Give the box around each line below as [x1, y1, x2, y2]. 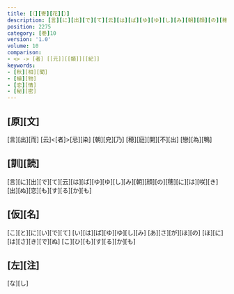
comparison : [7, 49, 42, 56]
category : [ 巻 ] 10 [7, 29, 57, 37]
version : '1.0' [7, 36, 52, 43]
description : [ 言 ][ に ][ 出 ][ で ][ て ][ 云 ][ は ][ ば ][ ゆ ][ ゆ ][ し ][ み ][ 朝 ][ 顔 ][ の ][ [7, 17, 223, 24]
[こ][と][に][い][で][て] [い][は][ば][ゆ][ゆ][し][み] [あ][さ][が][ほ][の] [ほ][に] [7, 228, 224, 237]
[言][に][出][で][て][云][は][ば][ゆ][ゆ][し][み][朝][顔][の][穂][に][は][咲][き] [7, 177, 219, 185]
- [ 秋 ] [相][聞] [7, 68, 49, 75]
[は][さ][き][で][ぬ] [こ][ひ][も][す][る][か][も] [7, 237, 136, 245]
